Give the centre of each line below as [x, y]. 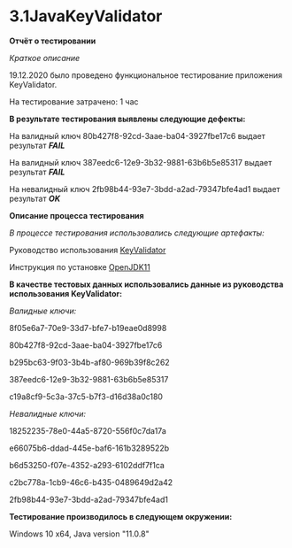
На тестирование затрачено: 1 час [74, 101]
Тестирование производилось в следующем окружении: [121, 516]
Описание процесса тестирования [77, 215]
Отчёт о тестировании [53, 41]
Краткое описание [45, 58]
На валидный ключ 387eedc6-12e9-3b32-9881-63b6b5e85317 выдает [141, 162]
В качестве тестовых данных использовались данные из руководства [146, 284]
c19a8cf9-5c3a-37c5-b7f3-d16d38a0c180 [86, 397]
